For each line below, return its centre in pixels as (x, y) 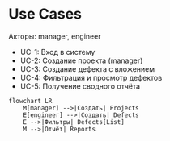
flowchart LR (30, 101)
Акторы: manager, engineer (55, 36)
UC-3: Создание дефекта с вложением (87, 68)
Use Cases (45, 14)
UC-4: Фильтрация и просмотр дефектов (91, 77)
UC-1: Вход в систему (57, 52)
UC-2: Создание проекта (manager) (81, 60)
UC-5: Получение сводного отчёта (80, 86)
